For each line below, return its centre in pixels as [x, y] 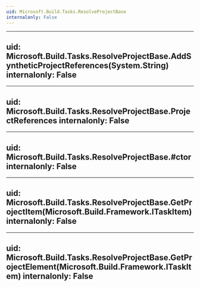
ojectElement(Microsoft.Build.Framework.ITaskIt [99, 267]
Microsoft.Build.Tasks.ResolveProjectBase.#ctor [99, 157]
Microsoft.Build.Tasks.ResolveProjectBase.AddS [99, 56]
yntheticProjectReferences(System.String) [87, 65]
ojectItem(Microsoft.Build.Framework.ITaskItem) [99, 212]
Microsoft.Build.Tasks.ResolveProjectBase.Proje [98, 111]
